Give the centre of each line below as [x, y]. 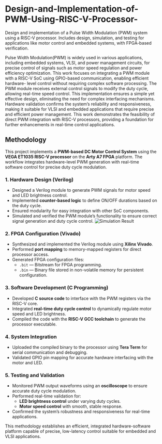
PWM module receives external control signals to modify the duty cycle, [77, 88]
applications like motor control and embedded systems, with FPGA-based [78, 43]
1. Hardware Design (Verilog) [39, 180]
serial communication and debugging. [50, 352]
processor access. [30, 255]
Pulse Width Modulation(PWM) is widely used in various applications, [74, 57]
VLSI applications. [23, 436]
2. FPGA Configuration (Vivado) [43, 233]
